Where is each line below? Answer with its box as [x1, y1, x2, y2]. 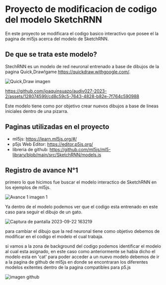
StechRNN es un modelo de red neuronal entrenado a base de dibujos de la [5, 63, 160, 69]
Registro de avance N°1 [5, 166, 78, 175]
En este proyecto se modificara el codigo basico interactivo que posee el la [5, 30, 159, 36]
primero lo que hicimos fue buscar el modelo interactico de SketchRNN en [5, 179, 157, 185]
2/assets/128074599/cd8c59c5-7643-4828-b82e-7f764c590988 [5, 93, 140, 99]
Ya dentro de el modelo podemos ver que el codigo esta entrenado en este [5, 204, 158, 210]
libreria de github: [12, 146, 49, 152]
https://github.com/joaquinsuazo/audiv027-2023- [5, 88, 107, 94]
